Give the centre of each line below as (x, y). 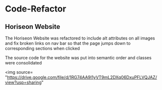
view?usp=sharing (23, 82)
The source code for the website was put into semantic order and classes (78, 58)
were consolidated (23, 63)
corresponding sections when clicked (42, 48)
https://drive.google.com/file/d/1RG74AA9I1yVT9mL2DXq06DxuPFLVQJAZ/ (82, 77)
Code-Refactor (36, 9)
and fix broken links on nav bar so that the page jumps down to (68, 43)
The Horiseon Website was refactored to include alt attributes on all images (80, 38)
